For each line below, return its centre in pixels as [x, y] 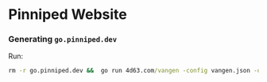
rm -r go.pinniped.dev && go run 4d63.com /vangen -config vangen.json [129, 71]
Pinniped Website [68, 15]
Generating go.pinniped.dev [63, 39]
